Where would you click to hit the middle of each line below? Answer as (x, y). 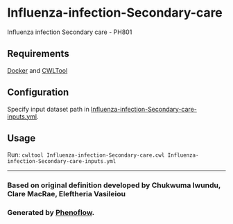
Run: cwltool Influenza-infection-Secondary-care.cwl (86, 155)
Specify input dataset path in (49, 109)
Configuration (38, 93)
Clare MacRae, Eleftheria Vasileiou (67, 194)
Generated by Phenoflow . (51, 213)
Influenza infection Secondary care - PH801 (70, 32)
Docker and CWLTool (37, 70)
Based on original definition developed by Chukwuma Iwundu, (114, 185)
